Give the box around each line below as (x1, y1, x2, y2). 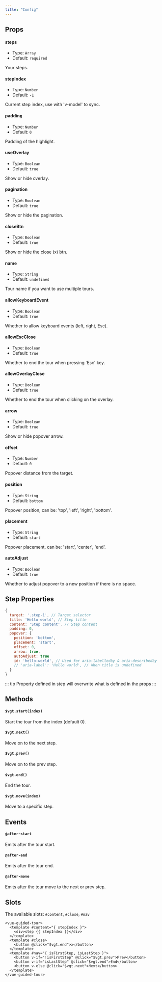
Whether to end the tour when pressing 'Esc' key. (5, 359, 105, 366)
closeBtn (5, 223, 24, 229)
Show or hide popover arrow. (5, 433, 64, 439)
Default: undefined (12, 276, 50, 282)
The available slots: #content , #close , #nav (5, 911, 90, 917)
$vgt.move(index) (5, 794, 41, 798)
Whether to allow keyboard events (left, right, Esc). (5, 322, 108, 329)
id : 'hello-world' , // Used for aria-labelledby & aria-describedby (14, 658, 157, 663)
